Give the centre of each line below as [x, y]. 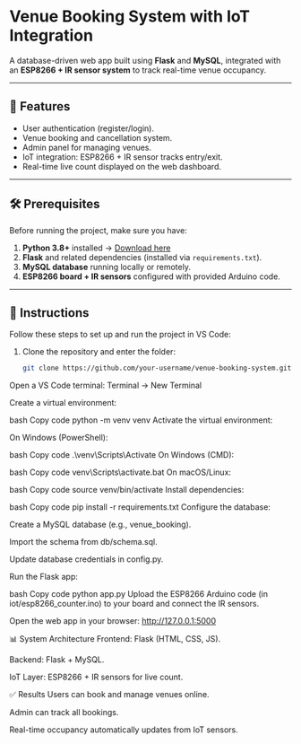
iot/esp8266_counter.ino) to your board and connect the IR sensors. [134, 604]
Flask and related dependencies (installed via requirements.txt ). [142, 257]
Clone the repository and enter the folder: [99, 352]
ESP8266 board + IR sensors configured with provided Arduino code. [151, 276]
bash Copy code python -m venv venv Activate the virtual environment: [141, 420]
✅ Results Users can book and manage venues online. [109, 695]
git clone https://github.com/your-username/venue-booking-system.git [157, 368]
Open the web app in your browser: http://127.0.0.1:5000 [113, 621]
